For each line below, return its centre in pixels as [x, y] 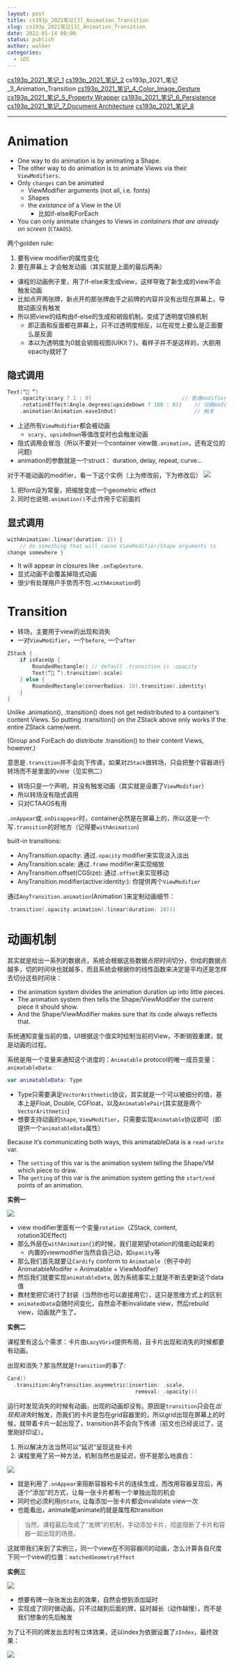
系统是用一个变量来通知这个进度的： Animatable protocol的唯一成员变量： [112, 1060]
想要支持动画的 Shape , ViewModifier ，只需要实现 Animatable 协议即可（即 [119, 1119]
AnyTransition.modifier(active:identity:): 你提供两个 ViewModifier [109, 882]
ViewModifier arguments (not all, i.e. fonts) [89, 190]
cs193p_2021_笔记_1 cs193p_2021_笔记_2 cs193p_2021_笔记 [93, 80]
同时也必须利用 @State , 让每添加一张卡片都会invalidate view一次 [108, 1501]
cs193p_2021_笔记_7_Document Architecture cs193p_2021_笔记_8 [101, 106]
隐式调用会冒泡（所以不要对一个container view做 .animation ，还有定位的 [121, 443]
